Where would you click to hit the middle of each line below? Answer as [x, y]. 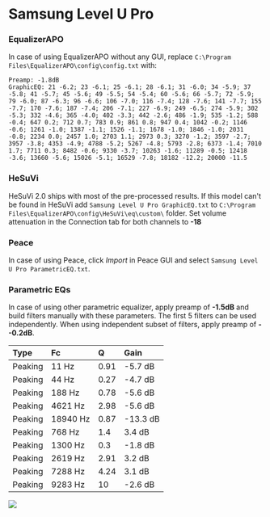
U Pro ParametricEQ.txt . [49, 269]
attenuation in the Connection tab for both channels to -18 [105, 221]
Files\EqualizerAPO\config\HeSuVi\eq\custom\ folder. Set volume [118, 213]
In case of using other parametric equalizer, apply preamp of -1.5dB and [129, 307]
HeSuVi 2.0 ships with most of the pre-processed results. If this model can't [135, 195]
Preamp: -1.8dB [34, 80]
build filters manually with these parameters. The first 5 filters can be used [133, 316]
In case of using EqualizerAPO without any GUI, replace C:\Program [120, 57]
